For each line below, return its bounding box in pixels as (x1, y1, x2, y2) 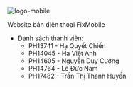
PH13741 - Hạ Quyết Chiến (28, 42, 106, 50)
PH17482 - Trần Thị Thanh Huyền (28, 71, 127, 80)
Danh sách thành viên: (17, 34, 84, 42)
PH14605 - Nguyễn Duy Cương (28, 57, 119, 65)
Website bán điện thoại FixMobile (7, 21, 105, 28)
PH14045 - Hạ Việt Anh (28, 50, 97, 57)
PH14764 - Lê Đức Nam (28, 64, 98, 72)
